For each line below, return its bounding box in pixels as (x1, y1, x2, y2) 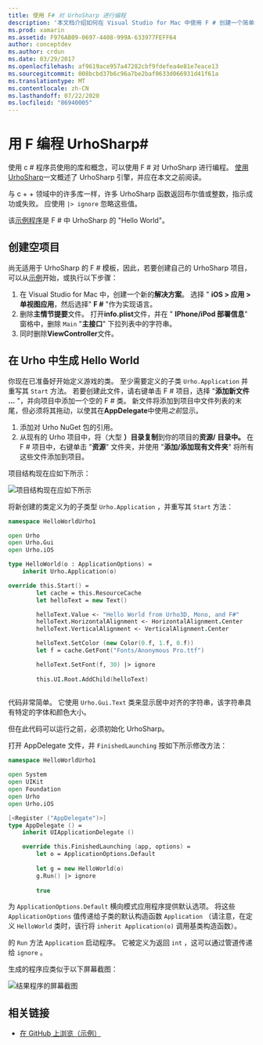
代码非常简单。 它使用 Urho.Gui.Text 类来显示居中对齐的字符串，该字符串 (8, 697, 245, 707)
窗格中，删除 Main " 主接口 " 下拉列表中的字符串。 (19, 319, 177, 328)
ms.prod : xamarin (8, 26, 65, 34)
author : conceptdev (8, 41, 72, 49)
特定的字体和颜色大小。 (14, 708, 91, 717)
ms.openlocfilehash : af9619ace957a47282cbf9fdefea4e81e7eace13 (8, 63, 219, 71)
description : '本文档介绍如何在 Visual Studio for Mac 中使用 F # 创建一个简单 (8, 19, 254, 27)
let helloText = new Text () (36, 596, 128, 604)
